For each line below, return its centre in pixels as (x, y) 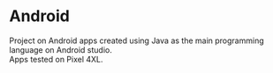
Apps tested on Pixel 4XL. (56, 59)
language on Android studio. (61, 49)
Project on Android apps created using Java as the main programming (136, 40)
